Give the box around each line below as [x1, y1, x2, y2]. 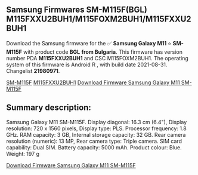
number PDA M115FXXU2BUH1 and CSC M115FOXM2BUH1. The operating [6, 54, 189, 62]
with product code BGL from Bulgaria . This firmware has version [23, 48, 183, 56]
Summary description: [6, 103, 91, 113]
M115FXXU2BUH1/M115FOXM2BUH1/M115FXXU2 [6, 14, 192, 24]
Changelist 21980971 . [6, 67, 60, 74]
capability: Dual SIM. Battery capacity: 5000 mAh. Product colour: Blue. [6, 143, 182, 151]
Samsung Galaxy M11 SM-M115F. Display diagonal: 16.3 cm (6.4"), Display [6, 118, 187, 125]
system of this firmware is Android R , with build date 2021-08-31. [6, 61, 168, 68]
